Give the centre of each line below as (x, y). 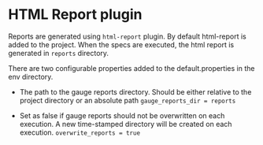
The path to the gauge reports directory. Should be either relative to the (135, 91)
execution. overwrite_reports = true (80, 132)
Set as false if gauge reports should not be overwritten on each (122, 115)
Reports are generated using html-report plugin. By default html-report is (127, 36)
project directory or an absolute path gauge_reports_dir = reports (128, 100)
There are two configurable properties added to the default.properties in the (131, 68)
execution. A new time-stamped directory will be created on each (126, 124)
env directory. (31, 76)
